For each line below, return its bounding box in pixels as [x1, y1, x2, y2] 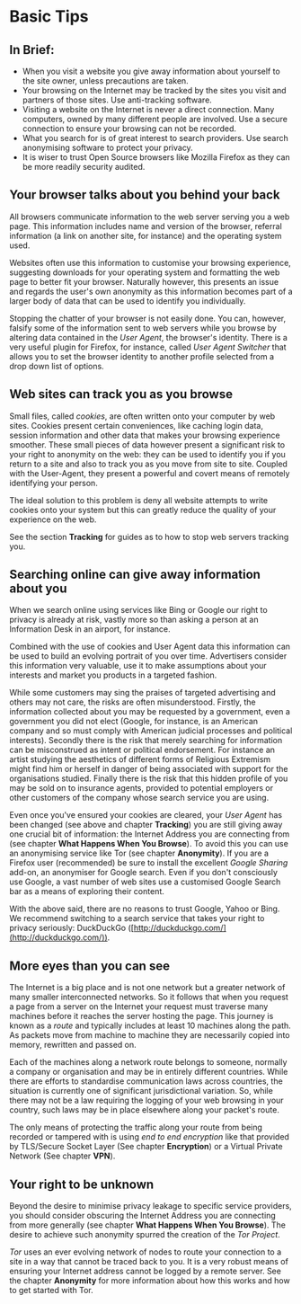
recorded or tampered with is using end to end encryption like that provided [9, 1131, 290, 1142]
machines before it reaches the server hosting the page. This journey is [9, 1011, 274, 1022]
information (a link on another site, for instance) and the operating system [9, 230, 282, 241]
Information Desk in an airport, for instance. [9, 624, 171, 634]
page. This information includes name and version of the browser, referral [9, 220, 283, 231]
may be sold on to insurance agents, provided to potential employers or [9, 783, 274, 794]
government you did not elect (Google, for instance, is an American [9, 716, 259, 727]
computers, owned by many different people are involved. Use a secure [22, 114, 288, 124]
